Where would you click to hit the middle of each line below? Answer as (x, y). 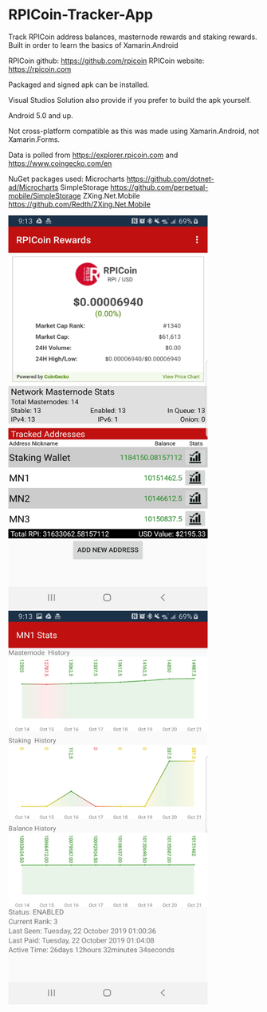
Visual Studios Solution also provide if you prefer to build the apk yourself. (130, 100)
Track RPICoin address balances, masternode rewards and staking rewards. (133, 37)
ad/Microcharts (33, 187)
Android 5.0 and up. (41, 115)
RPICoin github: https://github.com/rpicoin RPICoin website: (106, 61)
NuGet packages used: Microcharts (67, 179)
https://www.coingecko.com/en (60, 163)
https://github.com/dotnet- (171, 179)
